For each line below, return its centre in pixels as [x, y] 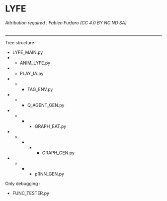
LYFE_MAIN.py [28, 52]
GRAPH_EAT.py [50, 126]
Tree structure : [21, 43]
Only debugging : [23, 184]
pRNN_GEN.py [49, 174]
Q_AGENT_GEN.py [46, 105]
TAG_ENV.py [40, 90]
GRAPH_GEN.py [58, 153]
